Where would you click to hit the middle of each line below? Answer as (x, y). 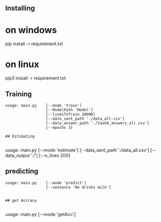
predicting (22, 171)
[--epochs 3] (59, 128)
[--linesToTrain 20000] (70, 115)
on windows (31, 30)
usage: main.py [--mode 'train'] (44, 106)
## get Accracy (21, 200)
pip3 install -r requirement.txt (36, 78)
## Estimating (20, 136)
